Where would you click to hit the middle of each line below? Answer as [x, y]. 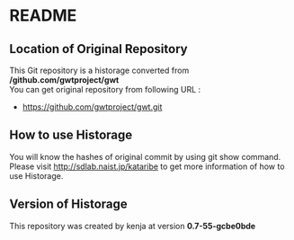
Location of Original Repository [98, 49]
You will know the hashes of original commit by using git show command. [145, 156]
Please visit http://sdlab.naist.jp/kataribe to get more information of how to [147, 166]
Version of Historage [68, 204]
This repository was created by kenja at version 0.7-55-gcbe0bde [133, 226]
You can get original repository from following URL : [105, 89]
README [43, 16]
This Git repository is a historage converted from [99, 70]
